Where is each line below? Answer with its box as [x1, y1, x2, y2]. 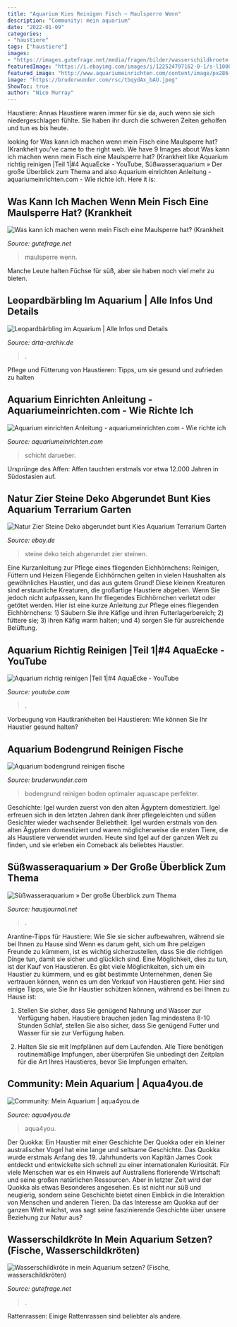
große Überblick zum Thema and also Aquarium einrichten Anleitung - [7, 168, 212, 176]
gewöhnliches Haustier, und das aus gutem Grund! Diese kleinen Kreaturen [7, 578, 226, 587]
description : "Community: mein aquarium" [7, 17, 131, 24]
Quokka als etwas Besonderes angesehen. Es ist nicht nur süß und [7, 1183, 202, 1191]
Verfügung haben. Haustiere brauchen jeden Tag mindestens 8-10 [17, 1013, 210, 1022]
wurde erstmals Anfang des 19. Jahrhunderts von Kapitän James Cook [7, 1153, 213, 1161]
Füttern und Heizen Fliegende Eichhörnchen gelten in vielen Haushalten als [7, 571, 226, 580]
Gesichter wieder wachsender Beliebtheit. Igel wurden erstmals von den [7, 818, 217, 827]
